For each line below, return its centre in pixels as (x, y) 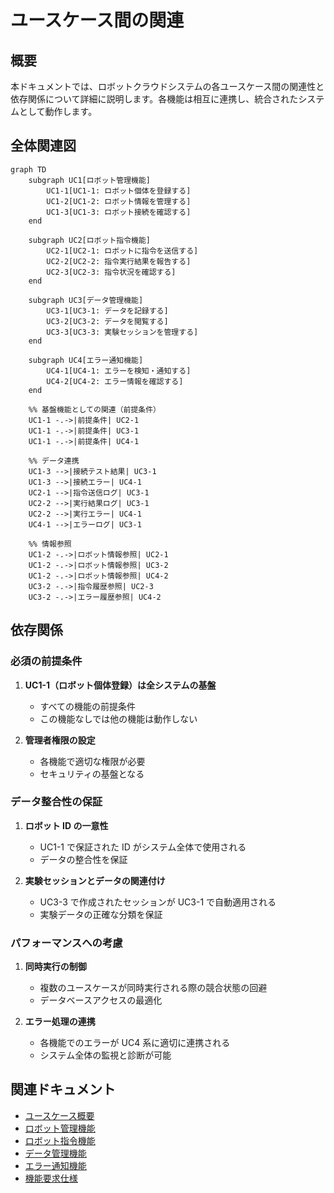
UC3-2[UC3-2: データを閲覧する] (107, 321)
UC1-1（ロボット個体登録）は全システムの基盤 (120, 685)
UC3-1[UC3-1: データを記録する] (107, 311)
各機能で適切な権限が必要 (92, 761)
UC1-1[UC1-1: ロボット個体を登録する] (119, 191)
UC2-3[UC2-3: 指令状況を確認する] (111, 272)
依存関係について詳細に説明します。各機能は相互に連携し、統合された (154, 99)
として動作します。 (58, 111)
